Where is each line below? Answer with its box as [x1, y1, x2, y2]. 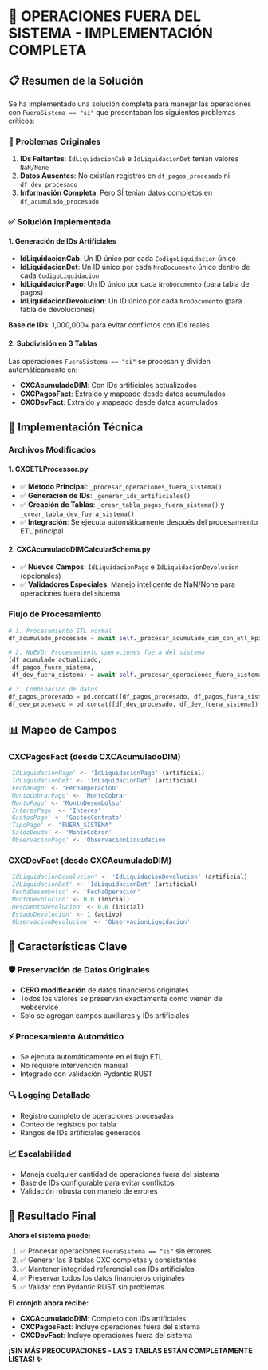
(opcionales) [19, 571, 61, 581]
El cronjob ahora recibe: [8, 1297, 89, 1308]
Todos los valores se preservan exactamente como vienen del [19, 994, 224, 1004]
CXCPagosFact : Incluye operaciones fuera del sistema [19, 1321, 201, 1332]
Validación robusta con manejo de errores [19, 1186, 158, 1196]
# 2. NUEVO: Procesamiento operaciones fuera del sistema [8, 648, 205, 657]
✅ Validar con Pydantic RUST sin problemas [19, 1281, 165, 1292]
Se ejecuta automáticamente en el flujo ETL [19, 1052, 164, 1062]
